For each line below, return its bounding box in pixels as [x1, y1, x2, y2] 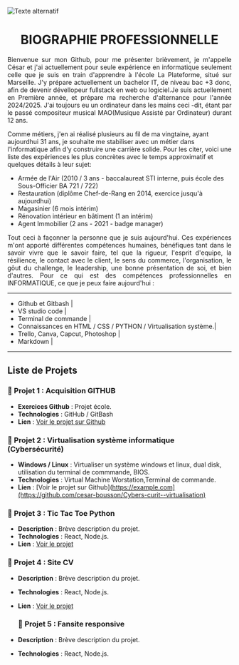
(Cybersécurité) [7, 444, 64, 454]
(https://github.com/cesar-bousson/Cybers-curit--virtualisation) [17, 490, 206, 499]
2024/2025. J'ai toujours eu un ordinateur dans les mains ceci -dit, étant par [7, 101, 232, 109]
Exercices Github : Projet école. [17, 402, 112, 410]
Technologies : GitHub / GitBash [17, 410, 114, 418]
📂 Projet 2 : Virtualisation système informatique [7, 435, 175, 445]
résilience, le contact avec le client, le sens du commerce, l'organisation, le [7, 255, 232, 264]
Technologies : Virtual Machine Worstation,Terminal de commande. [17, 475, 216, 484]
